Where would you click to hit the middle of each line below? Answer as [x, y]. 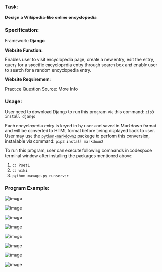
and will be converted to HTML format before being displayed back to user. [80, 130]
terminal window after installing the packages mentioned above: [69, 155]
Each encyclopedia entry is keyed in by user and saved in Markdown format [81, 126]
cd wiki [20, 171]
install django [20, 116]
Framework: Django [25, 40]
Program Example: [27, 188]
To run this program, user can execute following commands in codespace [79, 150]
